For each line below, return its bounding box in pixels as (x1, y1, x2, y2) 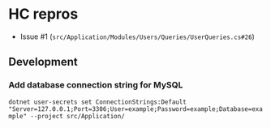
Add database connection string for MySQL (8, 79, 183, 91)
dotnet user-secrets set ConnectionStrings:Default (8, 98, 187, 106)
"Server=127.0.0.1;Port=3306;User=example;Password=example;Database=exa (8, 105, 264, 113)
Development (8, 55, 79, 69)
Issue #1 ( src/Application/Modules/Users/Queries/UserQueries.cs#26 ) (19, 32, 256, 41)
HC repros (8, 5, 79, 23)
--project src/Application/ (29, 112, 126, 120)
